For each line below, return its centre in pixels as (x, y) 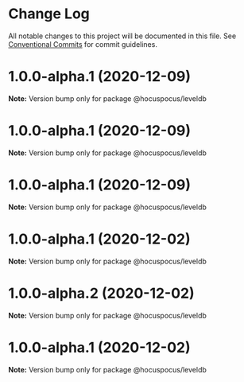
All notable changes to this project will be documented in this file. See (122, 36)
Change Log (49, 14)
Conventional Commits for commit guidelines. (83, 44)
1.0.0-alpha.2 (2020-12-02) (101, 293)
